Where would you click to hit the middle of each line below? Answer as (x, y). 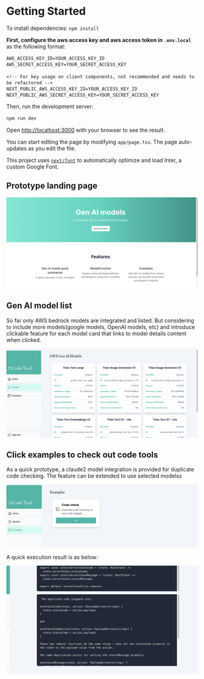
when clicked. (24, 339)
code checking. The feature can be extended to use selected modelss (94, 476)
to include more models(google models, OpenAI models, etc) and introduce (101, 327)
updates (17, 148)
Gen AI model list (39, 306)
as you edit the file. (52, 148)
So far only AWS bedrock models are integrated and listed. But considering (100, 320)
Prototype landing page (52, 186)
